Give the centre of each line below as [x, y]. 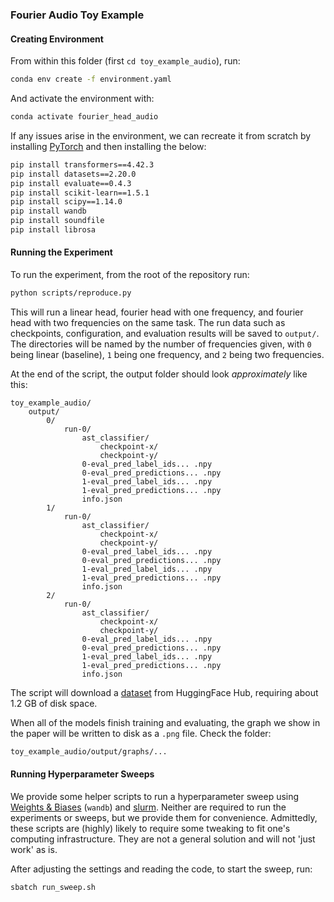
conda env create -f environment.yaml [91, 79]
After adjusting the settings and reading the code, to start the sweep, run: [161, 869]
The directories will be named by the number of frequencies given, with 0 [161, 344]
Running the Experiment [61, 252]
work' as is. [34, 850]
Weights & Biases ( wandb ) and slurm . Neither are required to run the [148, 807]
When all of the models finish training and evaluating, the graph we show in [165, 722]
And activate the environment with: [82, 98]
